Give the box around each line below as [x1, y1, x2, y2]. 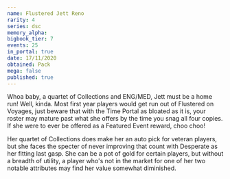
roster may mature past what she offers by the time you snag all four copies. [7, 115, 223, 123]
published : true [7, 73, 54, 81]
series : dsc [7, 23, 41, 29]
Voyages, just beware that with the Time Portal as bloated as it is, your [7, 107, 206, 115]
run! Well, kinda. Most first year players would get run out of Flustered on [7, 100, 214, 108]
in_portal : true [7, 49, 54, 56]
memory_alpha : [7, 29, 48, 36]
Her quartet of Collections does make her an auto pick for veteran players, [7, 135, 218, 143]
